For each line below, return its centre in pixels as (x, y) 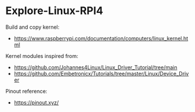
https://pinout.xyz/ (36, 102)
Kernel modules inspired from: (42, 56)
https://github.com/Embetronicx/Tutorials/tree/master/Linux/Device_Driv (101, 73)
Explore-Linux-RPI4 (54, 11)
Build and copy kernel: (32, 27)
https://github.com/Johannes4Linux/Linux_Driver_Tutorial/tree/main (95, 67)
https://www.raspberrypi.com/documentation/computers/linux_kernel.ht (101, 38)
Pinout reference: (26, 91)
